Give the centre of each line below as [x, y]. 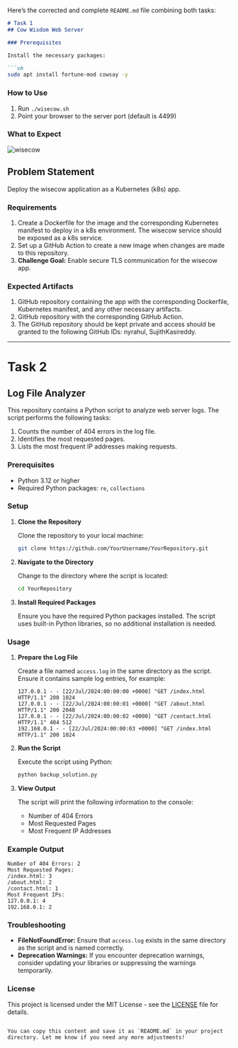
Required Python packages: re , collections [81, 488]
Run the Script [39, 748]
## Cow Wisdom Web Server [45, 30]
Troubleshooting [36, 925]
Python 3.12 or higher [49, 480]
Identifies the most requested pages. [71, 439]
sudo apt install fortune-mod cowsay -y [68, 75]
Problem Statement [51, 172]
